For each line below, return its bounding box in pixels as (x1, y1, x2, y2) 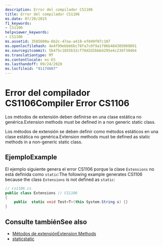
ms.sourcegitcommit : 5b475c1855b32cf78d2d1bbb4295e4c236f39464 (5, 48, 137, 53)
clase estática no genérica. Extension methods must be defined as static (5, 134, 150, 139)
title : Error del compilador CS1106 (5, 12, 80, 17)
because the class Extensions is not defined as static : (5, 177, 116, 182)
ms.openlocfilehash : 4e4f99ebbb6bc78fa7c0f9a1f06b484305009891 (5, 44, 137, 48)
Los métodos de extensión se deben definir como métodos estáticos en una (5, 128, 159, 134)
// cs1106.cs (5, 186, 32, 191)
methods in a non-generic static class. (5, 139, 83, 145)
